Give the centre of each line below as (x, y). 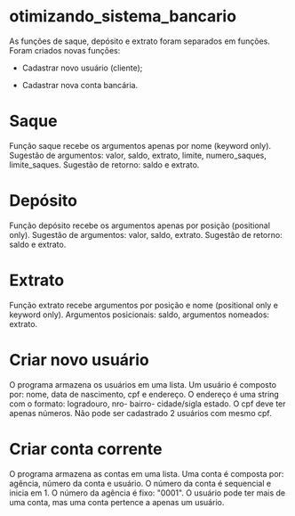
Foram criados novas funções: (65, 50)
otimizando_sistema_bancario (123, 16)
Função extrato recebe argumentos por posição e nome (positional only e (144, 305)
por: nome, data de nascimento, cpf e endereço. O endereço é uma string (144, 394)
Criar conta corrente (86, 449)
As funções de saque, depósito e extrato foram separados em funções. (140, 41)
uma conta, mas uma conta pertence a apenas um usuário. (117, 502)
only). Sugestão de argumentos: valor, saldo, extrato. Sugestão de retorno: (146, 234)
